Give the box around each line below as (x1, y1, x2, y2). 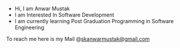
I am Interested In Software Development (14, 11, 114, 18)
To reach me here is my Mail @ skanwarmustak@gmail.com (6, 36, 150, 42)
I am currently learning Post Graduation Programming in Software (14, 18, 174, 24)
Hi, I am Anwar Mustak (14, 5, 70, 12)
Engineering (14, 24, 44, 31)
